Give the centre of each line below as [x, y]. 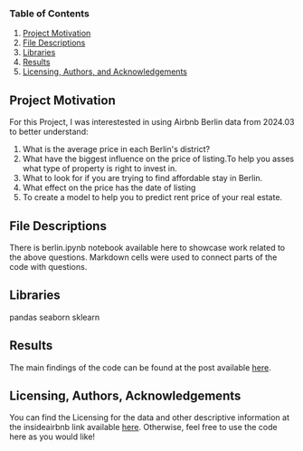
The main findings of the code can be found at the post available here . [140, 367]
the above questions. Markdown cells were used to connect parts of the [143, 257]
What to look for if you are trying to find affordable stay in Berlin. [142, 178]
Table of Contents [50, 14]
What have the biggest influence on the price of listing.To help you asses [158, 159]
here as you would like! [52, 437]
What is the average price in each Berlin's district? [116, 149]
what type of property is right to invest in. [100, 168]
